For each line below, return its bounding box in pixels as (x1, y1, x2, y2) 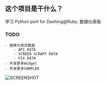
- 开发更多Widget (5, 61, 38, 66)
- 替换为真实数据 (5, 43, 35, 48)
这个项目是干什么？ (5, 4, 63, 13)
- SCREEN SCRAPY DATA (14, 52, 58, 57)
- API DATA (14, 47, 36, 52)
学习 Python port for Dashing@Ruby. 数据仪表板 (5, 19, 101, 24)
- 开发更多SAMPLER (5, 66, 40, 71)
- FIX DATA (14, 56, 36, 61)
